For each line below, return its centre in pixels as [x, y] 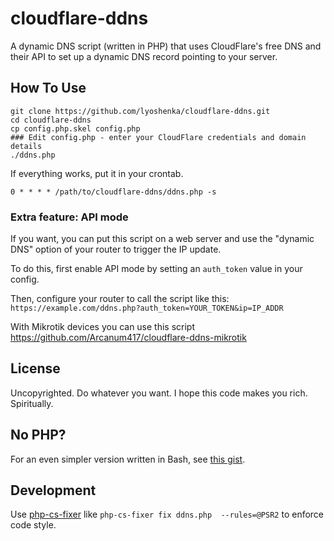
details [26, 146]
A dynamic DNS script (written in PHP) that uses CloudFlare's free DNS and [166, 46]
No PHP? [38, 435]
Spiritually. [32, 403]
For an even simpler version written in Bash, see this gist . [128, 459]
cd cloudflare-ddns [51, 120]
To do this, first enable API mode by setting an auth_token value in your [156, 269]
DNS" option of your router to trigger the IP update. [116, 249]
